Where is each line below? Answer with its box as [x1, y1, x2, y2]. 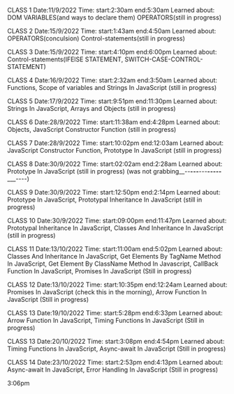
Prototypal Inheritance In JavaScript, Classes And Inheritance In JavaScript [7, 224, 224, 232]
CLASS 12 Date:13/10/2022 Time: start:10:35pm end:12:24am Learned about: [7, 280, 228, 289]
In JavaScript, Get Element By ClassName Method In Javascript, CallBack [7, 259, 219, 268]
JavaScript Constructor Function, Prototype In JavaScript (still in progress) [7, 146, 222, 154]
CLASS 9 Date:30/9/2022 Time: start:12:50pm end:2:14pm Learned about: [7, 188, 221, 196]
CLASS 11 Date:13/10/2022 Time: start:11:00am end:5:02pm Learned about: [7, 245, 223, 253]
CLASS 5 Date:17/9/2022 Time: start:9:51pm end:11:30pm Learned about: [7, 97, 218, 105]
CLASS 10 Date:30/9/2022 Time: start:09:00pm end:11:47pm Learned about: [7, 216, 227, 225]
